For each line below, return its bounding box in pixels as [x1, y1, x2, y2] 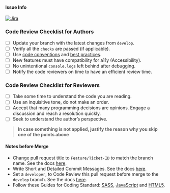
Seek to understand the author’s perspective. [12, 116, 108, 122]
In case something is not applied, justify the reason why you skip [17, 126, 158, 132]
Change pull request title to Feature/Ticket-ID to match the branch [12, 155, 154, 161]
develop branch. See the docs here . [12, 176, 88, 182]
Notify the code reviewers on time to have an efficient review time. [12, 68, 152, 75]
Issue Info [5, 4, 27, 10]
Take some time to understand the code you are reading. [12, 93, 132, 100]
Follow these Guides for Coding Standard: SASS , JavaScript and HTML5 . [12, 182, 165, 188]
